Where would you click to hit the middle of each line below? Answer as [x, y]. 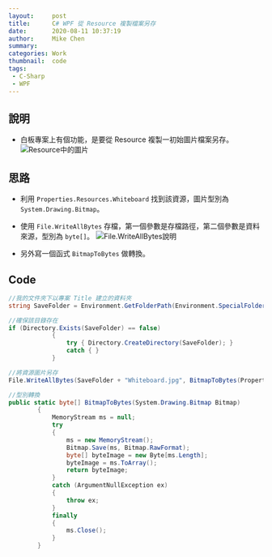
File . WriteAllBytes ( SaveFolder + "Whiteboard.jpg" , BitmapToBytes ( [125, 380]
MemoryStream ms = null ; [93, 418]
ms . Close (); [86, 531]
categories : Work [38, 54]
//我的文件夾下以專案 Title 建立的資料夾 [70, 298]
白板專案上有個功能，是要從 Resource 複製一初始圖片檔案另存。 [126, 139]
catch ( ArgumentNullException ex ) [110, 486]
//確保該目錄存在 [33, 320]
